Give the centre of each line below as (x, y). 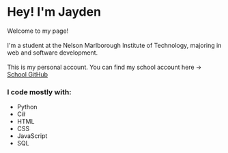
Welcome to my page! (38, 31)
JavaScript (32, 136)
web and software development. (53, 53)
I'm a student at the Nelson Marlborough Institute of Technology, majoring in (114, 45)
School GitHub (28, 74)
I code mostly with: (39, 92)
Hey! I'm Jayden (54, 12)
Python (27, 107)
